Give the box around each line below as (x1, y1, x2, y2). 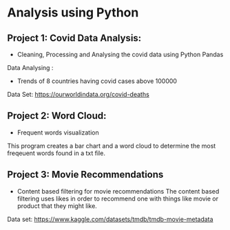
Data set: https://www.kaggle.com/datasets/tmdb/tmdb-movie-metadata (7, 215, 213, 223)
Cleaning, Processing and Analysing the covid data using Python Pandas (17, 50, 224, 58)
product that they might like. (17, 201, 98, 210)
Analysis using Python (7, 5, 139, 21)
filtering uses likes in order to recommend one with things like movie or (17, 194, 219, 203)
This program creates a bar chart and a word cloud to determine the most (7, 141, 216, 150)
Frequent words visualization (17, 128, 99, 137)
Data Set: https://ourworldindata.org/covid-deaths (7, 91, 149, 98)
